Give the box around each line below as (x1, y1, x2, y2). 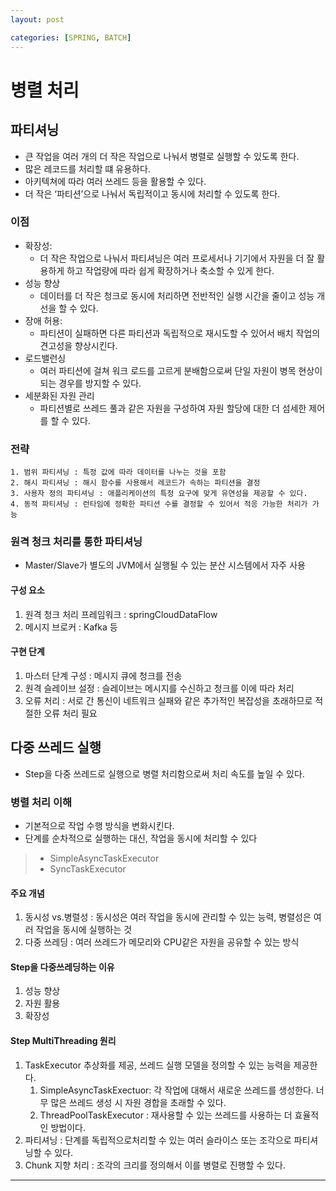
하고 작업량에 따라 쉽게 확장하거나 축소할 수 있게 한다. (66, 264, 275, 276)
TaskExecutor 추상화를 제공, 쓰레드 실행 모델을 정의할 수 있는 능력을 (24, 1059, 292, 1071)
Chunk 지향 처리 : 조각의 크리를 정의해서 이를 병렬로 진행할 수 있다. (24, 1159, 286, 1171)
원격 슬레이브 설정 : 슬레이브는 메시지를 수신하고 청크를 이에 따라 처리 (24, 682, 295, 694)
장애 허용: (24, 314, 63, 326)
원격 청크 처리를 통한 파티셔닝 (10, 535, 143, 549)
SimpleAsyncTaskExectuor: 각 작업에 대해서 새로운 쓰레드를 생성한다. (39, 1084, 314, 1096)
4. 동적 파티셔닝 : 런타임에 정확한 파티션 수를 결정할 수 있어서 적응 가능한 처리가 (10, 499, 308, 510)
